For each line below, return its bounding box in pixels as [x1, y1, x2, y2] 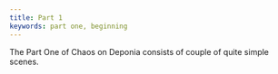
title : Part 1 [9, 13, 64, 23]
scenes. [9, 56, 39, 67]
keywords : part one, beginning [9, 22, 128, 31]
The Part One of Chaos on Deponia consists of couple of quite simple [9, 46, 270, 57]
